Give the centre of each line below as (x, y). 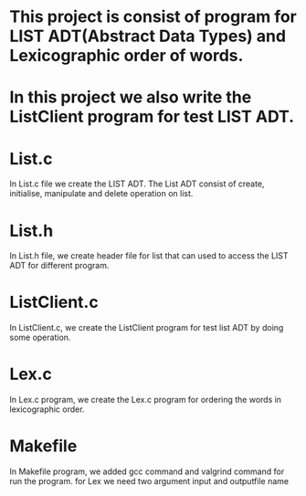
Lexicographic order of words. (127, 56)
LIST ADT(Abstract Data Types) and (148, 36)
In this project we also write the (131, 97)
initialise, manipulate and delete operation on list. (101, 194)
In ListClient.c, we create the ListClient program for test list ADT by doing (147, 328)
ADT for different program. (59, 266)
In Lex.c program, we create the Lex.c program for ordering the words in (145, 400)
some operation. (40, 338)
